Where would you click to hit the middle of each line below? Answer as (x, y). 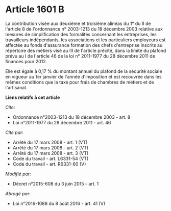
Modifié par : (18, 174)
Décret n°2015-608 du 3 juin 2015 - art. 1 (56, 183)
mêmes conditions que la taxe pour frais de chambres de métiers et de (80, 82)
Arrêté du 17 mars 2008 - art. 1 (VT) (50, 142)
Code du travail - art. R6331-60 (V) (49, 164)
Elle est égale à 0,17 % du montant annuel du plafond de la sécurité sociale (84, 71)
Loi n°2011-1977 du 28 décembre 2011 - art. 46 (62, 122)
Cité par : (15, 132)
